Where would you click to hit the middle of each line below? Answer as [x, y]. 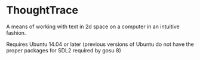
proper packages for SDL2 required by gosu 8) [64, 50]
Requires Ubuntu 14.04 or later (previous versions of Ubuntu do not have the [100, 44]
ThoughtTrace [42, 10]
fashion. [16, 32]
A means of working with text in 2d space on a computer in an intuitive [93, 26]
